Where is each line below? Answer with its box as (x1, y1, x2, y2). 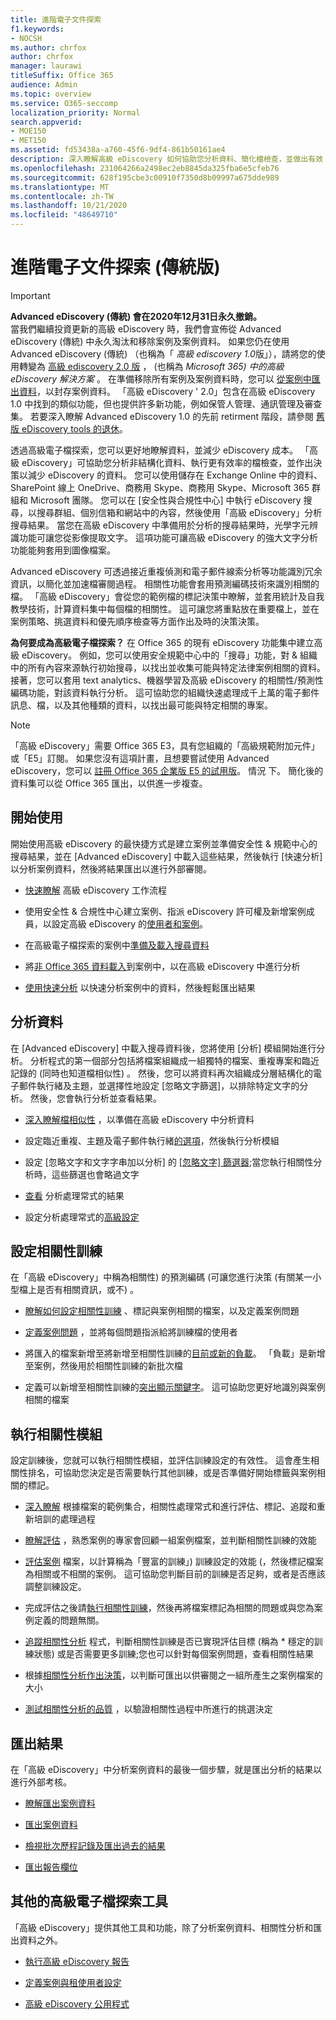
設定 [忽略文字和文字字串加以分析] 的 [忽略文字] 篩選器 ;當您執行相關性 (24, 1156, 314, 1168)
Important (10, 289, 51, 301)
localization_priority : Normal (10, 107, 141, 118)
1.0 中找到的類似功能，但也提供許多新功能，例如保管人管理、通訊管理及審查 (10, 397, 323, 410)
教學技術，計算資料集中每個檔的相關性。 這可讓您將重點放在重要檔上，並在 (10, 602, 320, 615)
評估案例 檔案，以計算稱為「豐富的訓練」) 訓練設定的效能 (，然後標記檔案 (24, 1556, 324, 1568)
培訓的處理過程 (33, 1513, 96, 1525)
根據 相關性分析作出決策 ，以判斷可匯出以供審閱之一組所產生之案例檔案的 (24, 1669, 323, 1681)
